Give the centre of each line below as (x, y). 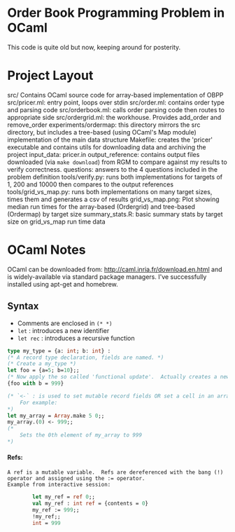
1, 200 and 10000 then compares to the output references (90, 184)
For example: (39, 402)
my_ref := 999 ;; (56, 510)
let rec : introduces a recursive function (76, 338)
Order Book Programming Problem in (116, 13)
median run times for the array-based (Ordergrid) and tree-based (101, 206)
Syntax (23, 306)
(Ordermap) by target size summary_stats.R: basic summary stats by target (115, 214)
